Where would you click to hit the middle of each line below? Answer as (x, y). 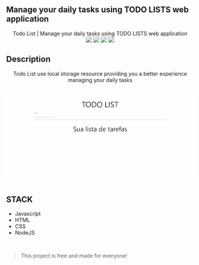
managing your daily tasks (100, 80)
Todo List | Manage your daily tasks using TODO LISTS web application (100, 33)
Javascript (28, 214)
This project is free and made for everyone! (74, 256)
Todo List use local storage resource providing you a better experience (100, 73)
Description (28, 59)
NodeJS (25, 233)
